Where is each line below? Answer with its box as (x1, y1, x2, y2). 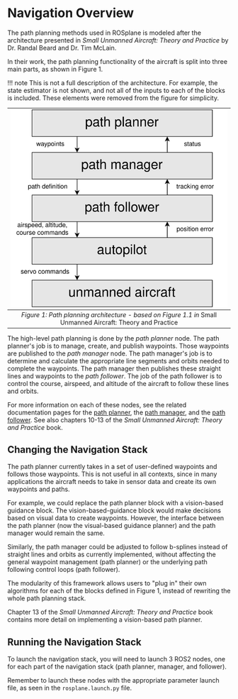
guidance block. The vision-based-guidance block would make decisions (7, 506, 222, 515)
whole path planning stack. (7, 594, 86, 602)
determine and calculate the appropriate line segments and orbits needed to (7, 356, 229, 365)
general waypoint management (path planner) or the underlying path (7, 558, 208, 566)
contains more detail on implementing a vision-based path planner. (7, 615, 203, 624)
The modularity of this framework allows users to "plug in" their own (7, 579, 207, 588)
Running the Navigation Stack (7, 636, 142, 648)
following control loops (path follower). (7, 566, 120, 574)
